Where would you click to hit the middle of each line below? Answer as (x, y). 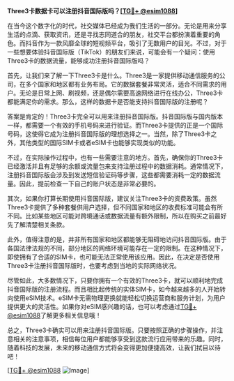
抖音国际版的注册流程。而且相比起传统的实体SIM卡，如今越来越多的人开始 (114, 289)
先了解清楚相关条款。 (38, 225)
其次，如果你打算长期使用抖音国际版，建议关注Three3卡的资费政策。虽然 (112, 199)
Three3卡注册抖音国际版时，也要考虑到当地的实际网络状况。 (94, 266)
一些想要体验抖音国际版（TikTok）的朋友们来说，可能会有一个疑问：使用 (111, 52)
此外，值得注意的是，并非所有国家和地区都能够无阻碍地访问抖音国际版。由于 (117, 239)
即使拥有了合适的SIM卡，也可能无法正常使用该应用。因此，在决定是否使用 (114, 257)
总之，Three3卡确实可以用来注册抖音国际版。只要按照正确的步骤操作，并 (112, 330)
